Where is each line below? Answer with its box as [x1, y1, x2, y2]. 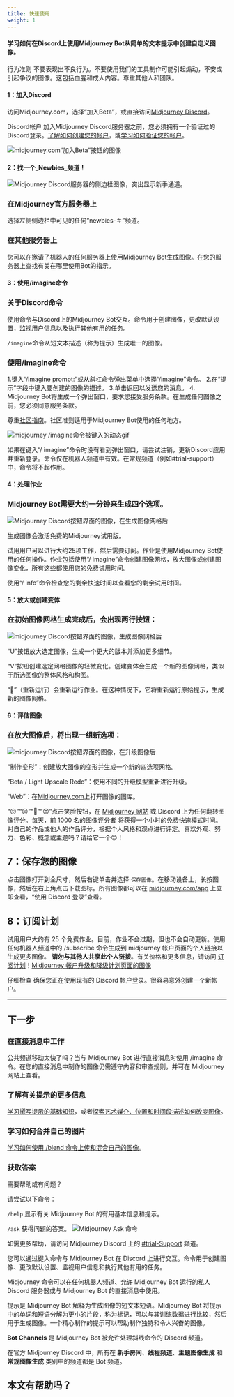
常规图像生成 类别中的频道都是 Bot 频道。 [7, 1357, 126, 1365]
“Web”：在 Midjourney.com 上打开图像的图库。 [7, 792, 139, 800]
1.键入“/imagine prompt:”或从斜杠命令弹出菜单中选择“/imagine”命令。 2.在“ [7, 375, 221, 383]
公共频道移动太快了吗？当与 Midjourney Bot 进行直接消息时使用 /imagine [7, 1053, 216, 1061]
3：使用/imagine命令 [7, 278, 68, 287]
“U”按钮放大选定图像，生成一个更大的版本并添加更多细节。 [7, 647, 176, 655]
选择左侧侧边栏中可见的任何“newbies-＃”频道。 [7, 216, 143, 225]
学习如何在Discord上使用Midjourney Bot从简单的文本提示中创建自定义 [7, 39, 210, 47]
